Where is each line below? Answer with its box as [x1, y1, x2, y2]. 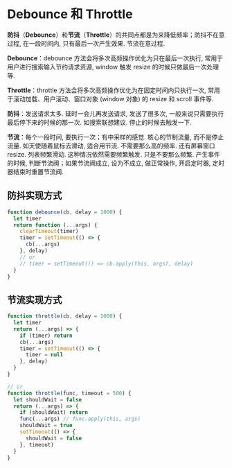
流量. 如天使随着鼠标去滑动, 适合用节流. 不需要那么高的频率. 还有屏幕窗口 [7, 141, 215, 150]
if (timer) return [19, 332, 73, 339]
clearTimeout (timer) [19, 228, 79, 235]
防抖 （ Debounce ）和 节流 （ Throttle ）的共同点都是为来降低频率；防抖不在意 [7, 31, 225, 39]
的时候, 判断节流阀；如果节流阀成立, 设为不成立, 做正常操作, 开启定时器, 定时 [7, 159, 225, 167]
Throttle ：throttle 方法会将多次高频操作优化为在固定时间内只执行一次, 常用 [7, 86, 220, 94]
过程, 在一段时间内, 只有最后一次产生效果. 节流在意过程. [7, 39, 165, 47]
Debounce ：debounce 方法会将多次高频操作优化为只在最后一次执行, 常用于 [7, 53, 224, 62]
